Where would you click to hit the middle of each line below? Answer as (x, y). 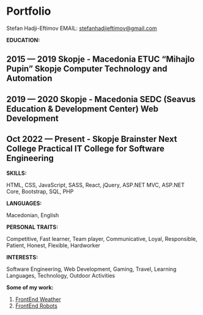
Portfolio (29, 11)
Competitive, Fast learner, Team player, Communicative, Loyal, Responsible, (102, 239)
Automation (29, 79)
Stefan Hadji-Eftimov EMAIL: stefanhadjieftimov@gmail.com (82, 28)
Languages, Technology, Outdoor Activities (61, 275)
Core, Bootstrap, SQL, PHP (40, 191)
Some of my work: (30, 287)
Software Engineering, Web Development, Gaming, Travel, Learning (91, 269)
